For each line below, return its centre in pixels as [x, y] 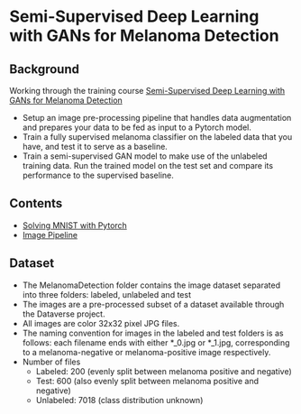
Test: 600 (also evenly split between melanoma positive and [147, 381]
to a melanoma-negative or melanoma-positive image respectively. [146, 352]
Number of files [51, 362]
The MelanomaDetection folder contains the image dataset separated [151, 285]
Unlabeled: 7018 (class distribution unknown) [119, 400]
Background [44, 69]
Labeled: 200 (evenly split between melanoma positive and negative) [164, 371]
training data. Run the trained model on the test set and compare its [147, 166]
